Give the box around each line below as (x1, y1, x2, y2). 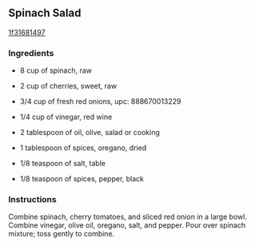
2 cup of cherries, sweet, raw (19, 81, 118, 91)
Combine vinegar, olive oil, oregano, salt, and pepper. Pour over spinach (8, 220, 246, 230)
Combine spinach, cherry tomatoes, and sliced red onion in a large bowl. (8, 212, 248, 222)
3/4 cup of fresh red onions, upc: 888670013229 (19, 97, 181, 106)
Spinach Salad (8, 6, 82, 20)
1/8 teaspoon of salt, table (19, 159, 106, 169)
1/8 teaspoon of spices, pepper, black (19, 174, 144, 184)
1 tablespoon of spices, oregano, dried (19, 143, 147, 153)
